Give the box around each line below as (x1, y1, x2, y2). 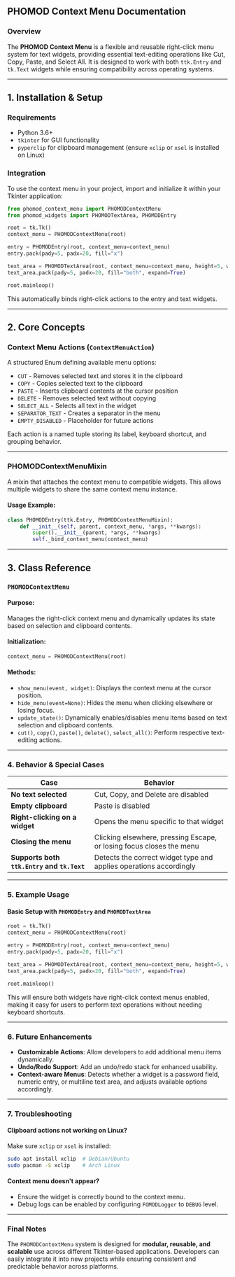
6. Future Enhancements (7, 1032, 92, 1042)
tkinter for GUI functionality (17, 136, 100, 144)
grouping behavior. (7, 438, 62, 446)
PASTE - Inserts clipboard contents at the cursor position (17, 386, 178, 395)
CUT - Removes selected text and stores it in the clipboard (17, 372, 183, 380)
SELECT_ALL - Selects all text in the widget (17, 402, 136, 410)
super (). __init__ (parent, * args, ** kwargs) (32, 529, 161, 536)
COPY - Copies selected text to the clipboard (17, 379, 143, 388)
